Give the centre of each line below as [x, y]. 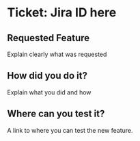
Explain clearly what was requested [57, 54]
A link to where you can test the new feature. [70, 130]
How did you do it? [47, 76]
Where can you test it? [56, 114]
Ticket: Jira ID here [62, 13]
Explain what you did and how [49, 92]
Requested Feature [48, 38]
